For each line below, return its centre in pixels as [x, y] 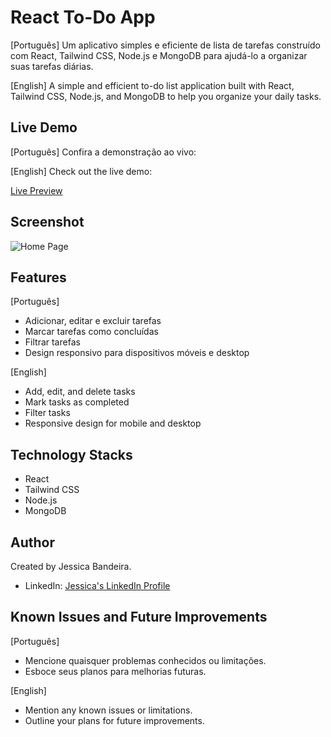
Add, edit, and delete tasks [80, 392]
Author [32, 542]
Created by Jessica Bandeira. [71, 566]
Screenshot [47, 222]
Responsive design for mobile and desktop [113, 423]
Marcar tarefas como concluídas [91, 332]
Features [38, 277]
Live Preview [36, 190]
